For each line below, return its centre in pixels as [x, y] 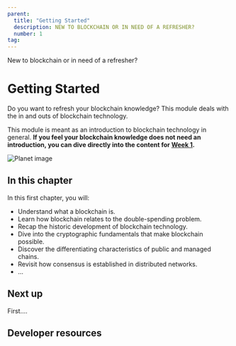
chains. [28, 256]
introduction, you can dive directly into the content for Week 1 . [101, 145]
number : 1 [28, 34]
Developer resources [55, 333]
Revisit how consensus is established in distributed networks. [107, 264]
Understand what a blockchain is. [66, 211]
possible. [31, 241]
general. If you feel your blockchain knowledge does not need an [104, 137]
